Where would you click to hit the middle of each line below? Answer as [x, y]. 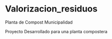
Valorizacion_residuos [51, 9]
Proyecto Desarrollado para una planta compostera [56, 31]
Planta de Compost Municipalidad [39, 22]
